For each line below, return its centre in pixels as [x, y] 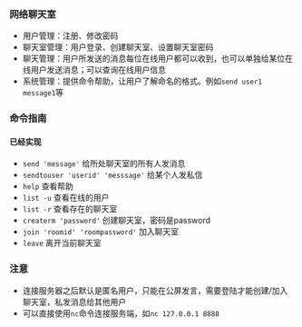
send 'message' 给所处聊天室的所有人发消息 [104, 163]
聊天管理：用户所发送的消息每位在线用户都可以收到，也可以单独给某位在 [157, 59]
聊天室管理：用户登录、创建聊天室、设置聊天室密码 [118, 47]
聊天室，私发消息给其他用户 [74, 302]
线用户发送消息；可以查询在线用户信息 [94, 70]
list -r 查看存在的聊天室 [70, 209]
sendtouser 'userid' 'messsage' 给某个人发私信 [112, 175]
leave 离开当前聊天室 [62, 243]
